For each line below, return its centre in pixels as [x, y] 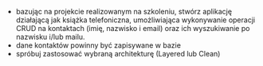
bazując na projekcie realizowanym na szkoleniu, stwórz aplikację [124, 12]
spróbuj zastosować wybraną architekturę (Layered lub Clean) [118, 54]
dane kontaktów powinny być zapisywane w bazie [98, 45]
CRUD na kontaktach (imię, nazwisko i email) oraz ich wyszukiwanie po [133, 28]
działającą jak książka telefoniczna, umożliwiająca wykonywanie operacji [135, 20]
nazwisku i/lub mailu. [50, 37]
